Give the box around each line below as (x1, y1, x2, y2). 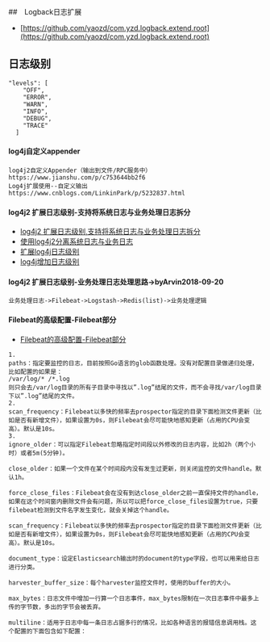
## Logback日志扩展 (8, 7, 82, 16)
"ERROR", (23, 93, 52, 101)
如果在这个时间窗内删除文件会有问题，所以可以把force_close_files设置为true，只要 (8, 497, 259, 506)
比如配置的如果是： (8, 367, 63, 376)
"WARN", (23, 100, 48, 108)
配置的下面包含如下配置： (14, 627, 87, 636)
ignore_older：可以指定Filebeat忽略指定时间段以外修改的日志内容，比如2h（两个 (8, 440, 250, 448)
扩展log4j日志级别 (19, 247, 80, 257)
